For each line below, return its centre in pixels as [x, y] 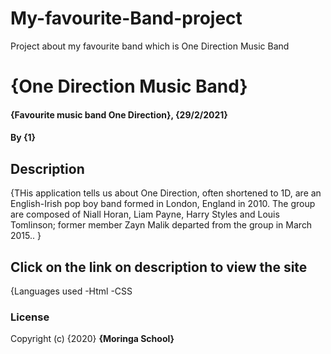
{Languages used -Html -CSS [71, 291]
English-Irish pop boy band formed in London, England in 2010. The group [163, 204]
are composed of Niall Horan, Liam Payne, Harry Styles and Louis [145, 214]
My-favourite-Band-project [126, 18]
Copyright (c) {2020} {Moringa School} [92, 339]
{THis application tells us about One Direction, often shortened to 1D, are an [166, 193]
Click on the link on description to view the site [159, 267]
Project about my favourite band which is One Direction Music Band [150, 46]
